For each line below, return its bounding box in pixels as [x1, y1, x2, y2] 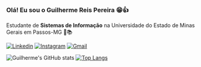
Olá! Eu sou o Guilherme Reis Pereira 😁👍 [6, 5, 129, 14]
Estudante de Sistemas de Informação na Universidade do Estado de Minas [6, 22, 195, 29]
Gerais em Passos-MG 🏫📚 [6, 28, 73, 36]
